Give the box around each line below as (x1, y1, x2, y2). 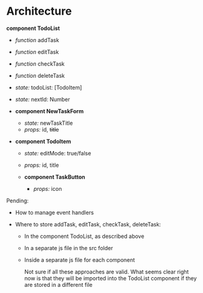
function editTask (15, 48, 59, 56)
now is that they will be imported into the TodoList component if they (24, 274, 197, 282)
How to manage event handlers (15, 209, 94, 216)
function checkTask (15, 60, 65, 67)
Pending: (6, 197, 29, 204)
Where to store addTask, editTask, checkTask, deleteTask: (15, 220, 162, 228)
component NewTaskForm (15, 107, 84, 114)
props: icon (33, 185, 62, 192)
